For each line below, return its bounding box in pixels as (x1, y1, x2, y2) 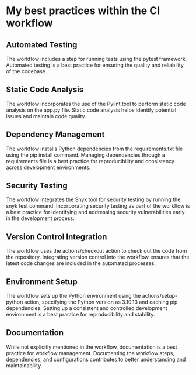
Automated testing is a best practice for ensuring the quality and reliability (6, 61, 184, 68)
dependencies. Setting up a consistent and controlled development (6, 305, 167, 312)
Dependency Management (6, 130, 105, 140)
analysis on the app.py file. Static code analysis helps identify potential (6, 106, 177, 113)
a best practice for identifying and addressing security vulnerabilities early (6, 209, 185, 216)
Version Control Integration (6, 232, 107, 242)
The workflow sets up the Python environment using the (6, 293, 141, 300)
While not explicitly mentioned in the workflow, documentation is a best (6, 343, 177, 350)
